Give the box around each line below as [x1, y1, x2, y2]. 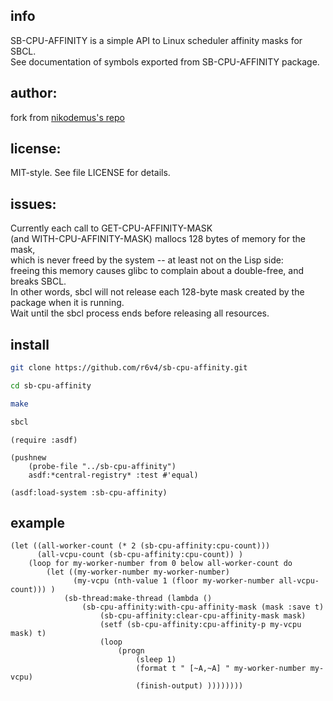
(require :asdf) [10, 435, 78, 445]
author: [10, 85, 58, 102]
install [10, 336, 50, 353]
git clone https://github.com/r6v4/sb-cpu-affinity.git [10, 363, 248, 373]
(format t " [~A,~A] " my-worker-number [135, 664, 307, 674]
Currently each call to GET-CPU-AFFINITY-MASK [10, 222, 213, 234]
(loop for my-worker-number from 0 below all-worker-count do [28, 559, 293, 569]
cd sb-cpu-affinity [10, 380, 92, 391]
